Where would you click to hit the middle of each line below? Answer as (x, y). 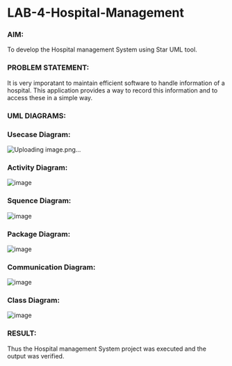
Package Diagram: (39, 234)
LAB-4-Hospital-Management (96, 13)
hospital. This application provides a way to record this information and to (113, 90)
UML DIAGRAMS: (36, 116)
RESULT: (22, 333)
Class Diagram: (34, 301)
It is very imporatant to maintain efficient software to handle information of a (116, 83)
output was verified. (36, 356)
